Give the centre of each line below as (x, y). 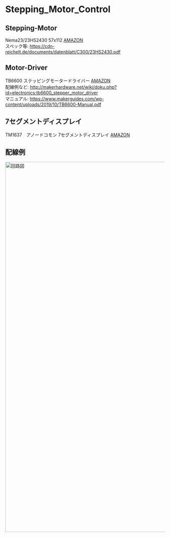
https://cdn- (42, 46)
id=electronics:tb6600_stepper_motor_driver (52, 93)
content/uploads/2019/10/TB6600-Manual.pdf (53, 104)
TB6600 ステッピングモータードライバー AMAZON (58, 81)
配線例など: (17, 87)
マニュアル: (17, 99)
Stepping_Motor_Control (58, 9)
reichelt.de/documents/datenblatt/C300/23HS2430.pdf (63, 52)
